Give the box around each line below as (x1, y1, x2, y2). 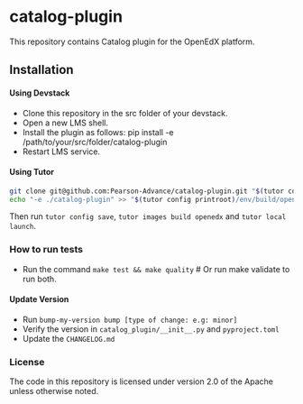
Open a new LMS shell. (22, 117, 108, 128)
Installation (9, 62, 74, 78)
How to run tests (9, 243, 84, 256)
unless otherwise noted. (9, 386, 99, 397)
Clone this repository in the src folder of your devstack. (22, 107, 228, 118)
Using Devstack (9, 87, 70, 98)
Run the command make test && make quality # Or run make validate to (22, 263, 290, 274)
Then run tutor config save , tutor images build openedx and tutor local (9, 211, 287, 222)
